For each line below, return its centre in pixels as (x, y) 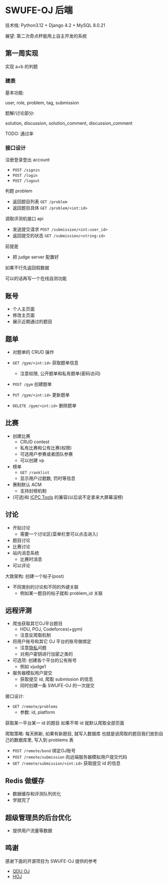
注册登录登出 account (28, 160)
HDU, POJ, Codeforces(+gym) (51, 629)
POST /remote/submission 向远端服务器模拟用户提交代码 (70, 757)
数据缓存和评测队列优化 (37, 794)
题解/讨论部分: (20, 113)
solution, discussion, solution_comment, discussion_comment (69, 123)
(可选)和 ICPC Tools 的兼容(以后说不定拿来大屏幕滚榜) (68, 497)
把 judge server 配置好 (36, 257)
